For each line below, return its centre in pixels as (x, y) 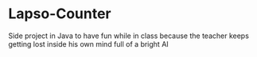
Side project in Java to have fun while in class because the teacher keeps (128, 36)
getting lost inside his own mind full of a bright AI (88, 44)
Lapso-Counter (60, 14)
